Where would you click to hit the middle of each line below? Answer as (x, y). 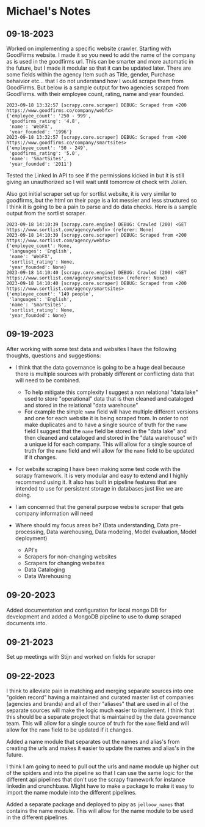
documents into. (27, 623)
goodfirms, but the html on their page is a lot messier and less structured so (102, 200)
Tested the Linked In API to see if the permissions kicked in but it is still (95, 175)
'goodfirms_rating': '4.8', (45, 121)
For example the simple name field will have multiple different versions (111, 412)
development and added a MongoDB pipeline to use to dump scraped (94, 617)
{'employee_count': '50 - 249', (47, 148)
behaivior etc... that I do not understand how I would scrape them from (95, 81)
